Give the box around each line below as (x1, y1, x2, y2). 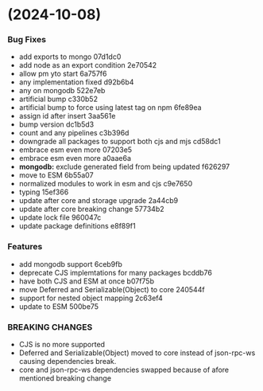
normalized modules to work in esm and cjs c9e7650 (18, 179, 193, 189)
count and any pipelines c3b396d (18, 128, 130, 138)
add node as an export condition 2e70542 (18, 61, 157, 70)
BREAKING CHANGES (7, 321, 93, 332)
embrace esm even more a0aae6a (18, 154, 132, 163)
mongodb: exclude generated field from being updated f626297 (18, 162, 230, 172)
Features (7, 241, 43, 252)
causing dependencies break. (18, 357, 117, 366)
